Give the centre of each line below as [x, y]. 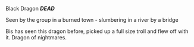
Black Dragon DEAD [30, 9]
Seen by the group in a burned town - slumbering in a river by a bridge [92, 20]
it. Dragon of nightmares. [36, 37]
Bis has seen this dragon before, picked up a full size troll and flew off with [97, 31]
